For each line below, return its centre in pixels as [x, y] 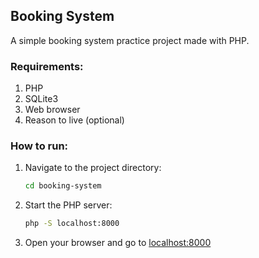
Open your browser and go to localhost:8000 [118, 243]
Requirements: [47, 66]
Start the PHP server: [68, 205]
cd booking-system [63, 186]
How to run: [39, 146]
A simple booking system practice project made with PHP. [130, 40]
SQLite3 [41, 99]
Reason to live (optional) [74, 120]
